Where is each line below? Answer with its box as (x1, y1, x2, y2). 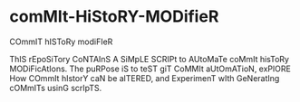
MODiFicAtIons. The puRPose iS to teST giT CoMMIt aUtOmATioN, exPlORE (9, 63, 292, 74)
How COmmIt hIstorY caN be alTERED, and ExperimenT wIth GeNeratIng (9, 72, 280, 83)
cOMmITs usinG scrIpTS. (9, 82, 102, 93)
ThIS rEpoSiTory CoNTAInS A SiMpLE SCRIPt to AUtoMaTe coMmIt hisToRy (9, 53, 290, 64)
